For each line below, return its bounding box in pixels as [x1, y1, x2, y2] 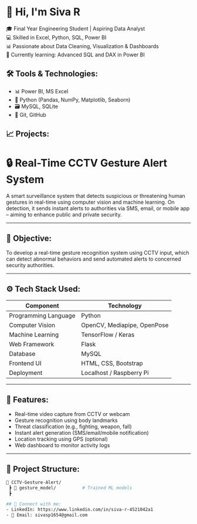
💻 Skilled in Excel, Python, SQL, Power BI [6, 33, 107, 40]
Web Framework [9, 340, 55, 348]
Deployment [9, 369, 43, 377]
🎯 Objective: [6, 234, 52, 244]
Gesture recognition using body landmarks [14, 417, 118, 424]
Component [25, 302, 60, 310]
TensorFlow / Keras [81, 330, 135, 339]
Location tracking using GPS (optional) [14, 435, 108, 442]
